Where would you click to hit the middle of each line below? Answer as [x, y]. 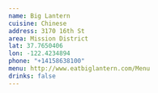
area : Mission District [49, 38]
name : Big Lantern [39, 16]
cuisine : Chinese [38, 23]
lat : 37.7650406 [36, 46]
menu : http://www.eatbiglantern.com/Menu [79, 69]
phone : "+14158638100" [47, 61]
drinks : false [32, 76]
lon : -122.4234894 [39, 53]
